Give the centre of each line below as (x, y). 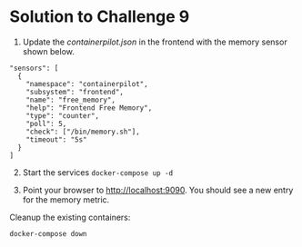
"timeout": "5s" (57, 139)
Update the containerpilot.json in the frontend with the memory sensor (155, 42)
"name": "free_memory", (71, 100)
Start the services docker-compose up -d (98, 172)
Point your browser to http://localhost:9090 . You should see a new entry (158, 190)
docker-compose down (49, 233)
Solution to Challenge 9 (100, 17)
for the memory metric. (66, 199)
